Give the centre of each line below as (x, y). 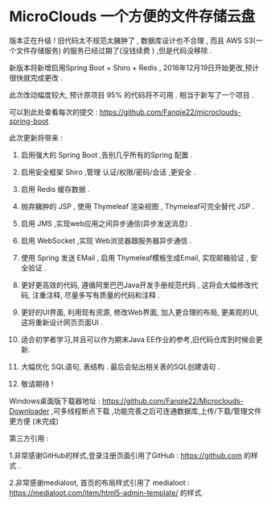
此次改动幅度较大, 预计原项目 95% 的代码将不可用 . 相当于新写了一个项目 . (131, 94)
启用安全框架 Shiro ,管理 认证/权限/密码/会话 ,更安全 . (108, 172)
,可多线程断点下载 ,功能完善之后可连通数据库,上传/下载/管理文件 (156, 411)
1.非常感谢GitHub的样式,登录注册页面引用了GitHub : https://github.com (125, 455)
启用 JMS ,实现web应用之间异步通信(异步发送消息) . (106, 223)
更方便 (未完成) (34, 421)
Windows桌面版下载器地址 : (55, 401)
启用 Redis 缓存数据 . (55, 189)
